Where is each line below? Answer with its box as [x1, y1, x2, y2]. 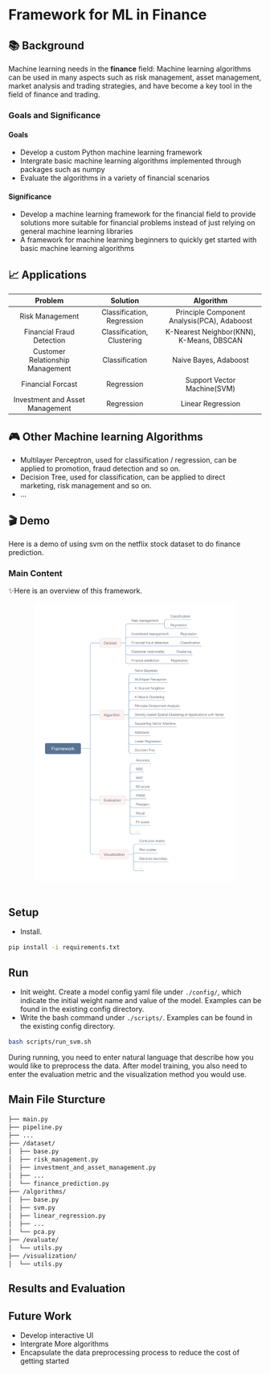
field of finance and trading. [8, 90, 100, 99]
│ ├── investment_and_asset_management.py [8, 1163, 157, 1171]
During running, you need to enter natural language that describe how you [8, 1052, 254, 1062]
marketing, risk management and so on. [19, 481, 152, 491]
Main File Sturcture [8, 1092, 106, 1107]
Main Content [8, 567, 63, 578]
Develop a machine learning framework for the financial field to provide [19, 209, 256, 219]
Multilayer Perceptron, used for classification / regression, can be [19, 455, 237, 465]
